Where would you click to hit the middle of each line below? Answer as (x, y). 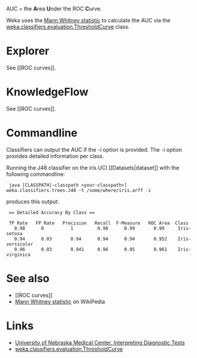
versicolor (20, 244)
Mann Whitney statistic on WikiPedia (60, 301)
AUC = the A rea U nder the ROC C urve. (54, 9)
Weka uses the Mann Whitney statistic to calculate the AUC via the (88, 20)
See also (28, 279)
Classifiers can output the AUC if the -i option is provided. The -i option (94, 149)
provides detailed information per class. (55, 156)
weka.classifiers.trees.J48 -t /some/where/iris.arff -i (79, 190)
